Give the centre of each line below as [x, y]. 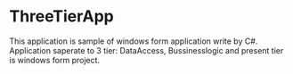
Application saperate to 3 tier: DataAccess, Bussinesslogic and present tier [146, 50]
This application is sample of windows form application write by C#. [134, 41]
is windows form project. [55, 60]
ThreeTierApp [61, 16]
